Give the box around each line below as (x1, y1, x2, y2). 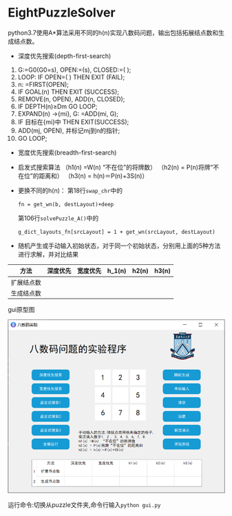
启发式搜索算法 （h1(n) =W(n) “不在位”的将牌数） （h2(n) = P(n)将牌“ (17, 163, 213, 171)
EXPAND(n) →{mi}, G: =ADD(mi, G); (17, 109, 119, 118)
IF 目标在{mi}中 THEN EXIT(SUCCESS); (17, 117, 129, 126)
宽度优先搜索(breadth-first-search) (17, 148, 117, 157)
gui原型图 (8, 306, 35, 314)
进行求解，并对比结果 (17, 250, 78, 258)
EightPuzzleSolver (8, 5, 116, 21)
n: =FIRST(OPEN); (17, 80, 70, 88)
